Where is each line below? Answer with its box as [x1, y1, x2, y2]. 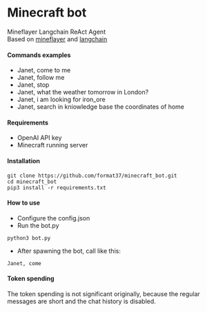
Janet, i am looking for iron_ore [17, 95, 106, 104]
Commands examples [7, 50, 71, 59]
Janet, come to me [17, 66, 71, 74]
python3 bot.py [7, 234, 51, 242]
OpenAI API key [17, 134, 62, 142]
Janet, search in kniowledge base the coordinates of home [17, 103, 185, 111]
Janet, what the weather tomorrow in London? [17, 88, 149, 96]
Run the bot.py [17, 221, 59, 229]
